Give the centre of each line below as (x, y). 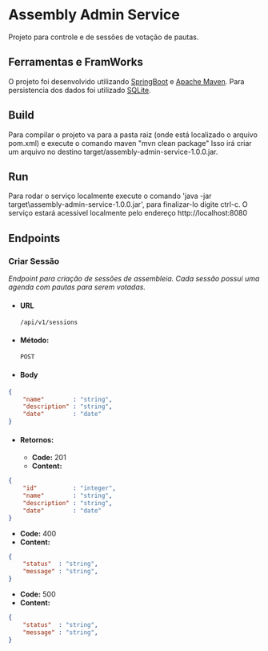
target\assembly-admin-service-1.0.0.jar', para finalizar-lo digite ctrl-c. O (128, 204)
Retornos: (37, 439)
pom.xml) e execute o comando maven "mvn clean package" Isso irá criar (130, 143)
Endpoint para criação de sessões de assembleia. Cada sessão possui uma (134, 279)
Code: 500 (38, 594)
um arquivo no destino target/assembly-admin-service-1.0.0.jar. (113, 152)
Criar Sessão (34, 261)
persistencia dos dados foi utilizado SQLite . (80, 90)
